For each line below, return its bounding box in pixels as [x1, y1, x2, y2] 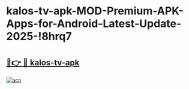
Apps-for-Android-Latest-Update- [6, 17, 182, 30]
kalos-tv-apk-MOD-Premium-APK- [6, 4, 184, 18]
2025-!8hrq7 [6, 30, 72, 43]
